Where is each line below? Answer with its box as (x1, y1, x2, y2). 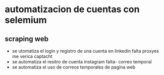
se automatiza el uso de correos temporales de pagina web (12, 64, 136, 70)
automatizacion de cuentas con (5, 4, 140, 15)
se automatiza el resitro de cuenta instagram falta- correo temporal (12, 59, 152, 64)
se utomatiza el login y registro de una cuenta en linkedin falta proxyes (12, 48, 159, 54)
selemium (5, 14, 47, 26)
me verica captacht (12, 53, 52, 59)
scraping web (5, 34, 49, 43)
